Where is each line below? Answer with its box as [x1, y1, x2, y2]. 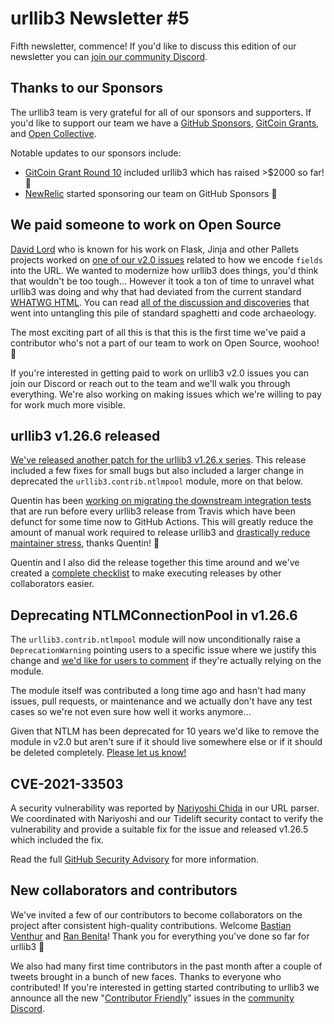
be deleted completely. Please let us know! [10, 747, 187, 759]
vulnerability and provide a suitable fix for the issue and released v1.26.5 [10, 823, 309, 835]
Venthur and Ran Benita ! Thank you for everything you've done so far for [10, 930, 310, 942]
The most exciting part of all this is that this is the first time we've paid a [10, 326, 307, 338]
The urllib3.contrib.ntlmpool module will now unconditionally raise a [10, 633, 301, 646]
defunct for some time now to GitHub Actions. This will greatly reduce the [10, 516, 314, 528]
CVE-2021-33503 [10, 775, 124, 792]
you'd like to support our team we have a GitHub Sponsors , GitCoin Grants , [10, 117, 320, 129]
